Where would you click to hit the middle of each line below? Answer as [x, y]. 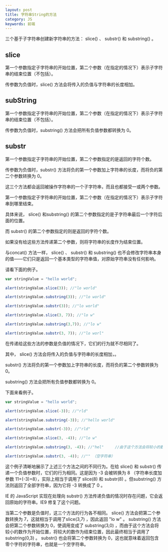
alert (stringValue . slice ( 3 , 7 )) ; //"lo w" [50, 315]
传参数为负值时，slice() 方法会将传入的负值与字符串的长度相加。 [71, 85]
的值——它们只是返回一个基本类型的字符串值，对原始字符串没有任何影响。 [82, 258]
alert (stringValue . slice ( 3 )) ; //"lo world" [51, 288]
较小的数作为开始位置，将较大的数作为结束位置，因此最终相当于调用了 [77, 531]
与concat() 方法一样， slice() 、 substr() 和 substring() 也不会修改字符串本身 [83, 252]
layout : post [19, 10]
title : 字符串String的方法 [31, 15]
